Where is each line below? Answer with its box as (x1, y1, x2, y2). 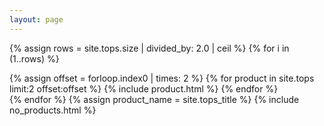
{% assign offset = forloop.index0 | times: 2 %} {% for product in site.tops (9, 72, 315, 84)
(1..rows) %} (9, 52, 60, 65)
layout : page (9, 14, 64, 25)
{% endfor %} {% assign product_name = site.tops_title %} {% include (9, 93, 300, 105)
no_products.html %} (9, 104, 97, 116)
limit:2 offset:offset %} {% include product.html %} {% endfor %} (9, 82, 279, 95)
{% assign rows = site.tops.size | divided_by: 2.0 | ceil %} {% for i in (9, 42, 290, 54)
